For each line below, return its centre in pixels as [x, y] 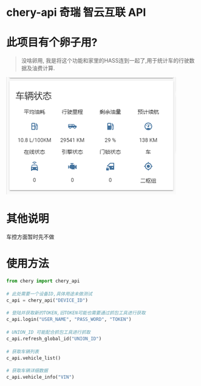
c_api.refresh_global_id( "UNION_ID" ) [54, 339]
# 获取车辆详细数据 [27, 371]
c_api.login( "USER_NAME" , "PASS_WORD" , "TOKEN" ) [69, 320]
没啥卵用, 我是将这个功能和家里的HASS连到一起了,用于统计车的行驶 [105, 61]
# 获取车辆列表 [23, 351]
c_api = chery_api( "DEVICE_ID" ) [47, 300]
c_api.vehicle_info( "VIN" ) [40, 377]
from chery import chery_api [43, 281]
